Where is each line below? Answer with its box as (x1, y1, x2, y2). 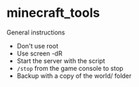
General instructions (6, 28, 65, 36)
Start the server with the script (16, 56, 106, 65)
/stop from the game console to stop (16, 64, 124, 72)
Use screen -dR (16, 49, 62, 58)
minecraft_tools (6, 5, 100, 21)
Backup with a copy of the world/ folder (16, 72, 132, 80)
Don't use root (16, 41, 59, 50)
